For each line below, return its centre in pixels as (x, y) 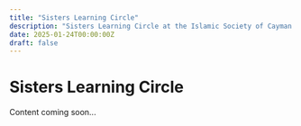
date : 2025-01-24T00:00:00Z (62, 34)
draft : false (34, 43)
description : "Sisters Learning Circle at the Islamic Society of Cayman (151, 26)
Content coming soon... (53, 112)
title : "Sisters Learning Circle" (74, 18)
